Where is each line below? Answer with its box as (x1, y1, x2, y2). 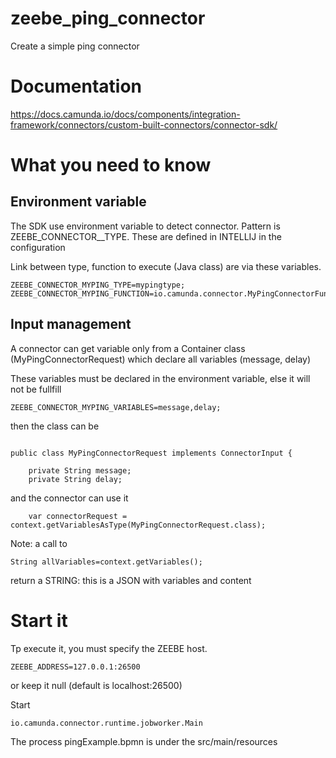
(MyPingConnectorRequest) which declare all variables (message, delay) (10, 353, 312, 365)
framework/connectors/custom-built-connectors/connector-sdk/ (10, 118, 278, 131)
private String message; (28, 465, 132, 476)
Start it (10, 609, 68, 632)
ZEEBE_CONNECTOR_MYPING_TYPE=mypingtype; (10, 280, 186, 290)
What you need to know (10, 154, 212, 177)
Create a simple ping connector (10, 40, 140, 52)
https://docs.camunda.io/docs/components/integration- (10, 108, 241, 120)
